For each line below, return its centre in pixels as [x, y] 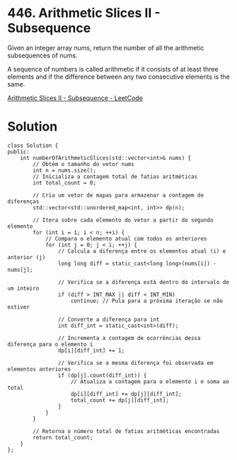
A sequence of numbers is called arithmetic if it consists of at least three [113, 69]
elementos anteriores [39, 369]
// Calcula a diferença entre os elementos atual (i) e [142, 251]
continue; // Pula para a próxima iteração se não [146, 301]
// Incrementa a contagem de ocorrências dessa [129, 338]
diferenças [23, 201]
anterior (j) [27, 257]
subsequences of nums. [42, 55]
